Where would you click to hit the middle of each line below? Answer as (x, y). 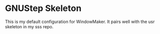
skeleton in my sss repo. (29, 26)
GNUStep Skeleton (43, 8)
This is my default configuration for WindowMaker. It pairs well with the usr (80, 22)
